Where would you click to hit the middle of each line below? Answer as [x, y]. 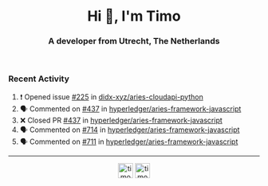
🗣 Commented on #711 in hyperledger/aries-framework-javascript [129, 141]
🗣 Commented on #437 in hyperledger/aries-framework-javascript [130, 108]
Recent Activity [39, 79]
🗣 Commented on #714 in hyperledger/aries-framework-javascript [130, 130]
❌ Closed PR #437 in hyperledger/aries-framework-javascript [121, 120]
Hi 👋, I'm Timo [134, 16]
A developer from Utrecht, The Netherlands [134, 41]
